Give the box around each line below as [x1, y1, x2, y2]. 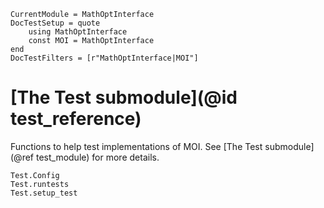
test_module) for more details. [35, 151, 160, 163]
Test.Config [10, 170, 60, 180]
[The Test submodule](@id [10, 86, 238, 109]
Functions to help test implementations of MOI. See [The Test [10, 140, 263, 152]
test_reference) [10, 108, 142, 130]
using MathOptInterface [28, 27, 128, 37]
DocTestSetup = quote [10, 18, 101, 28]
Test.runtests [10, 179, 70, 189]
